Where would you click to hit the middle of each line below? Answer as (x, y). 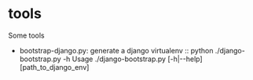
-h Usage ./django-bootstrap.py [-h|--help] (132, 59)
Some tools (26, 35)
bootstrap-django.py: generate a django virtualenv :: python (116, 50)
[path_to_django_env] (54, 67)
